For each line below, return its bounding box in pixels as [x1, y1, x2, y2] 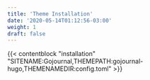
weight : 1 [7, 23, 37, 30]
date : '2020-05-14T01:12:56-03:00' [7, 17, 112, 24]
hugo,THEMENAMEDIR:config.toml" [7, 64, 112, 73]
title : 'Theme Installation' [7, 10, 93, 18]
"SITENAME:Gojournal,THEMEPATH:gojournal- [7, 57, 144, 66]
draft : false [7, 30, 46, 38]
